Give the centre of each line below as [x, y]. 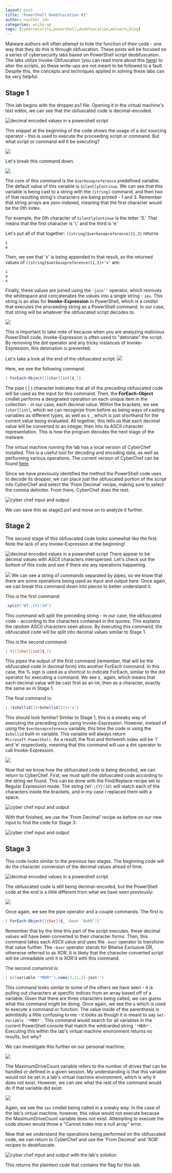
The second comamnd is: [32, 968]
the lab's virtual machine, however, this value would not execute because [82, 1113]
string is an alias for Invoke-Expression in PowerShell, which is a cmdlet [82, 301]
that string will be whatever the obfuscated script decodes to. [70, 312]
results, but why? [24, 1036]
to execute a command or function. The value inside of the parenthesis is [82, 1009]
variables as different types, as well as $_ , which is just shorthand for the [82, 415]
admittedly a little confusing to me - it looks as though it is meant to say [81, 1015]
